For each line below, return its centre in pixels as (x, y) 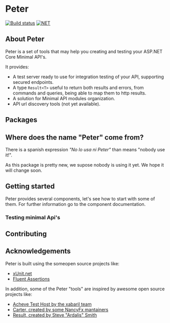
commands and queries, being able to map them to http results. (79, 93)
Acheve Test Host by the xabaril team (52, 304)
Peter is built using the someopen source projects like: (63, 263)
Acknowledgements (38, 251)
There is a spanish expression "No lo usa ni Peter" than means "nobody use (85, 149)
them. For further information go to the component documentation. (76, 204)
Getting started (30, 186)
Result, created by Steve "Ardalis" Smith (55, 315)
